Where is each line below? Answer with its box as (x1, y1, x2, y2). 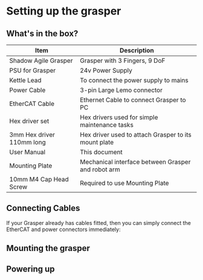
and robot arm (79, 165, 121, 174)
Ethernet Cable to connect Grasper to (79, 96, 186, 104)
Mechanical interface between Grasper (79, 158, 191, 166)
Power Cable (9, 86, 46, 94)
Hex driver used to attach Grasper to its (79, 131, 192, 138)
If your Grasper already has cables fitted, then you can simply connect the (6, 219, 192, 226)
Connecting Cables (6, 203, 80, 213)
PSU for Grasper (9, 67, 56, 74)
